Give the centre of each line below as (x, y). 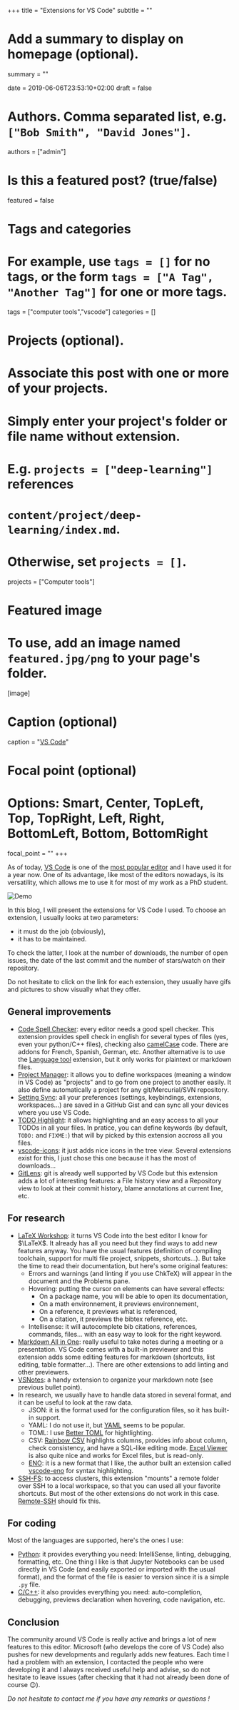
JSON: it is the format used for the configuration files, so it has (120, 1410)
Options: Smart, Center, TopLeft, (106, 803)
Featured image (55, 610)
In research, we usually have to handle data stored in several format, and (124, 1395)
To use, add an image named (94, 643)
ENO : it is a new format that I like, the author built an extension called (130, 1463)
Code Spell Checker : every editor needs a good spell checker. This (116, 1029)
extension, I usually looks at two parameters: (73, 917)
